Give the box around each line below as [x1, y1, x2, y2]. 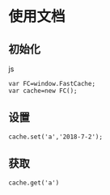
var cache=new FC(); [8, 87, 78, 95]
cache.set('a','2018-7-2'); [8, 133, 104, 141]
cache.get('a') [8, 179, 60, 187]
